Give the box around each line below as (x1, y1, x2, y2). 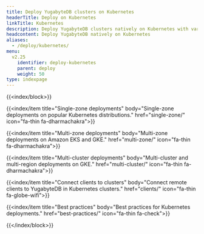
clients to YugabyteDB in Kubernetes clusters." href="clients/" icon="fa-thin (6, 186, 196, 193)
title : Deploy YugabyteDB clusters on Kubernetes (6, 8, 135, 15)
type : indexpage (6, 76, 47, 82)
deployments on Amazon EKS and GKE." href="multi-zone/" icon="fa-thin (6, 136, 191, 143)
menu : (6, 48, 20, 55)
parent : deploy (17, 65, 56, 72)
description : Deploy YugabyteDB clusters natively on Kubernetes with (6, 25, 189, 32)
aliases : (6, 37, 29, 43)
